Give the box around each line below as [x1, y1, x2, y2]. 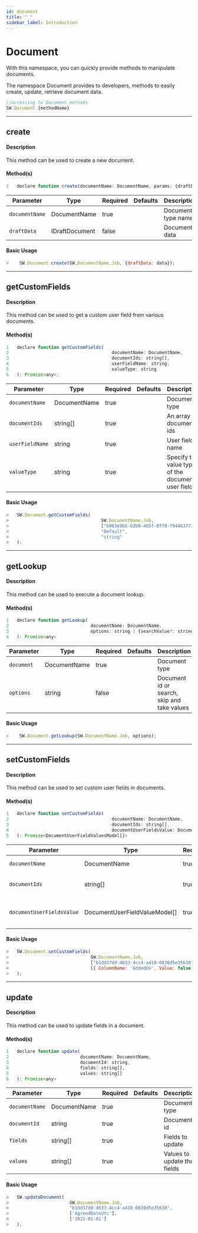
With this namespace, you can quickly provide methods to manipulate [6, 64, 176, 71]
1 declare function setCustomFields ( [6, 811, 104, 817]
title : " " [6, 14, 33, 20]
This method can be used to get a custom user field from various [6, 312, 164, 319]
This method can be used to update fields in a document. [6, 1022, 146, 1029]
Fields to [164, 1133, 187, 1141]
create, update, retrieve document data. [6, 88, 103, 95]
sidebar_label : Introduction [6, 19, 78, 25]
